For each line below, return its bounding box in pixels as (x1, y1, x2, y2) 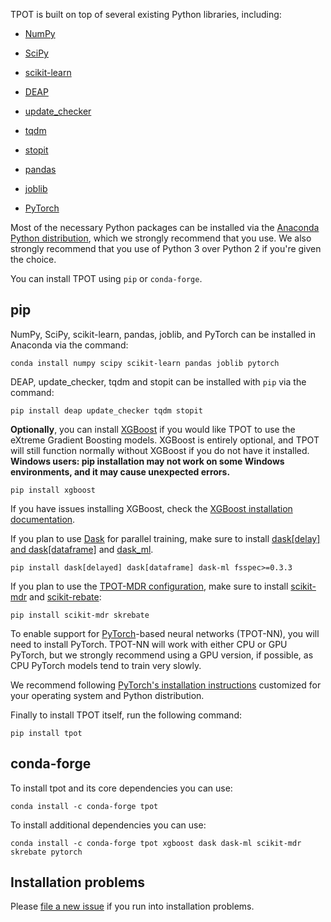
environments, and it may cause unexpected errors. (10, 465, 231, 478)
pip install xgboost (10, 485, 97, 495)
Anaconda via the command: (10, 339, 129, 351)
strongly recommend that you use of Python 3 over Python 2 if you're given (10, 243, 322, 254)
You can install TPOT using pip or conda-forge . (10, 273, 203, 284)
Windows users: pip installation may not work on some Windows (10, 455, 285, 467)
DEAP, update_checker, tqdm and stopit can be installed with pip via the (10, 375, 307, 388)
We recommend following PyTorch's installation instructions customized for (10, 679, 322, 691)
